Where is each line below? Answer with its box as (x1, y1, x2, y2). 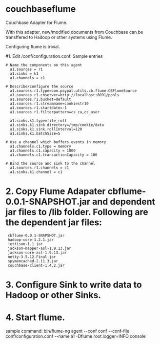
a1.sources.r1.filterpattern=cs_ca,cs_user (10, 109, 100, 114)
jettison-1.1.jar (7, 241, 43, 246)
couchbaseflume (5, 3, 76, 15)
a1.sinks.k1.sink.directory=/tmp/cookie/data (10, 122, 104, 128)
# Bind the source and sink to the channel (5, 161, 96, 166)
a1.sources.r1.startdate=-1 (10, 105, 67, 110)
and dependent (92, 196, 156, 207)
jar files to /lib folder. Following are (5, 207, 148, 218)
